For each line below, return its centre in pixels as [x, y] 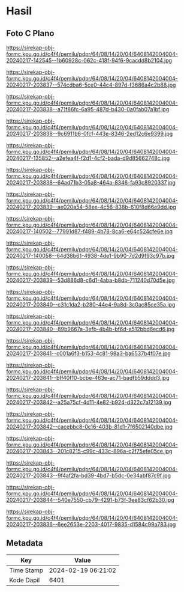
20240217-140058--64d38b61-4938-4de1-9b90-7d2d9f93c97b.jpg [91, 256]
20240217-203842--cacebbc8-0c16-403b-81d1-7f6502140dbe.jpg [89, 427]
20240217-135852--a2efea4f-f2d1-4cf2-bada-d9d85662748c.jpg [88, 158]
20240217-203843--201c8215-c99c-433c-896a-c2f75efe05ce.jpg [89, 451]
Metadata [25, 543]
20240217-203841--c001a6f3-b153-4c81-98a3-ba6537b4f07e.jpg [88, 353]
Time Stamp [26, 570]
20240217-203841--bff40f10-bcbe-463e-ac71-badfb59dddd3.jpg [88, 378]
